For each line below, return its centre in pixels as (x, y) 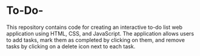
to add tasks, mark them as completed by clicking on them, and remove (95, 40)
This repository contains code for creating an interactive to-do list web (95, 27)
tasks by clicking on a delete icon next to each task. (71, 46)
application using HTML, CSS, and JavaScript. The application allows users (100, 33)
